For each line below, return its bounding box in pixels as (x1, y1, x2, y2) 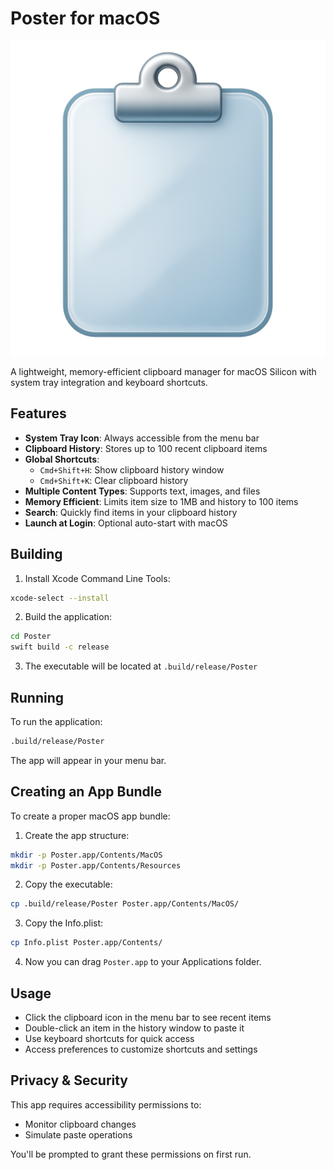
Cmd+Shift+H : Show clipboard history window (39, 463, 225, 476)
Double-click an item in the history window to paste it (24, 1022, 245, 1034)
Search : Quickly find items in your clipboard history (24, 506, 238, 518)
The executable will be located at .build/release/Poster (24, 660, 258, 672)
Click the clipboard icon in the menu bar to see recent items (24, 1012, 272, 1023)
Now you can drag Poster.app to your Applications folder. (24, 956, 262, 968)
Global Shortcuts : (24, 453, 100, 465)
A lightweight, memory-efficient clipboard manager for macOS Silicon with (10, 365, 317, 377)
